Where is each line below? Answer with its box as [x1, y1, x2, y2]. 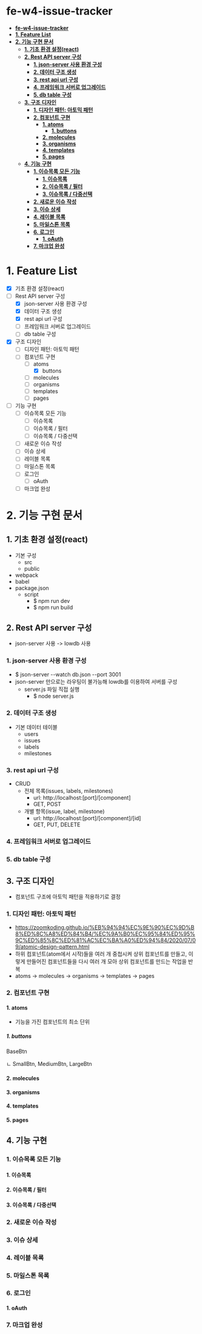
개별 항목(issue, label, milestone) [24, 808, 105, 815]
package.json [15, 584, 50, 591]
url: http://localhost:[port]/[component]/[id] [33, 815, 141, 822]
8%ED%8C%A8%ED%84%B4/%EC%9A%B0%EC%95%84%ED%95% [15, 930, 195, 938]
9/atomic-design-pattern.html [15, 943, 90, 951]
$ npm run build [33, 604, 73, 611]
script [24, 590, 39, 598]
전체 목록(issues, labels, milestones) [24, 787, 113, 795]
